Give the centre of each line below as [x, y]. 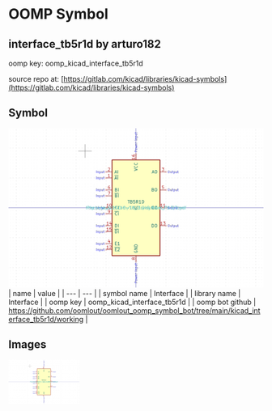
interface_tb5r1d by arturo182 [85, 44]
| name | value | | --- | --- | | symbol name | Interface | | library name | [125, 293]
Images [28, 345]
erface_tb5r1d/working [46, 319]
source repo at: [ [36, 79]
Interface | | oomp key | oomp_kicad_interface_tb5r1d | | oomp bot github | [132, 302]
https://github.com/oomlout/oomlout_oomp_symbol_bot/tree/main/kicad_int [134, 310]
